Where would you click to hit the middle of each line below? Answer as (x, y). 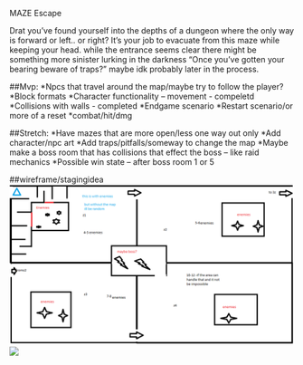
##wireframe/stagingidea (57, 179)
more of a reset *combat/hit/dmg (71, 115)
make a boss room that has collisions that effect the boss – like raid (134, 152)
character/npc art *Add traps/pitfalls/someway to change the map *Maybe (149, 143)
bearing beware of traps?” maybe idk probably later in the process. (134, 69)
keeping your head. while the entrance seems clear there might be (133, 50)
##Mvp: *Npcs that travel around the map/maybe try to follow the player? (147, 86)
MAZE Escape (35, 13)
